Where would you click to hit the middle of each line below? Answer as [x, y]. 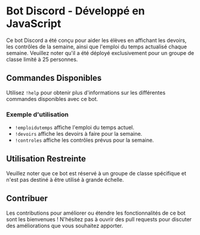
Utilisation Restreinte [46, 159]
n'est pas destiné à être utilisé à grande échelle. [65, 179]
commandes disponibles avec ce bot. [52, 99]
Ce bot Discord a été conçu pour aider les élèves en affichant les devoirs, [96, 40]
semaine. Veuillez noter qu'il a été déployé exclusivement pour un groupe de [100, 53]
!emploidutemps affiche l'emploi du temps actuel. [74, 127]
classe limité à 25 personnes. [42, 59]
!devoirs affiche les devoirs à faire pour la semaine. [79, 134]
